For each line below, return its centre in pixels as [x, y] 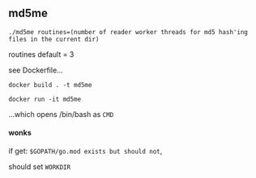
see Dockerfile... [36, 70]
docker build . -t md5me [50, 85]
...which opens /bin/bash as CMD [61, 114]
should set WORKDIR [40, 167]
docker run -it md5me [45, 99]
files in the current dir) [54, 39]
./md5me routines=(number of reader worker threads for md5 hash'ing [128, 32]
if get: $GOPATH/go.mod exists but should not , [85, 151]
